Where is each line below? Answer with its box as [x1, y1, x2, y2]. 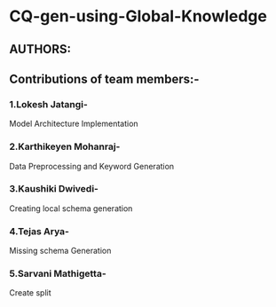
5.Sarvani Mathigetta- [9, 268, 106, 280]
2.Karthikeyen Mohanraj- [9, 140, 121, 153]
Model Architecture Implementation [9, 118, 139, 130]
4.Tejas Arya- [9, 224, 69, 237]
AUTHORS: [9, 42, 72, 57]
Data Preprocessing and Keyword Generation [9, 161, 175, 171]
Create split [9, 287, 51, 298]
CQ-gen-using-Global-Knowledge [9, 6, 268, 27]
